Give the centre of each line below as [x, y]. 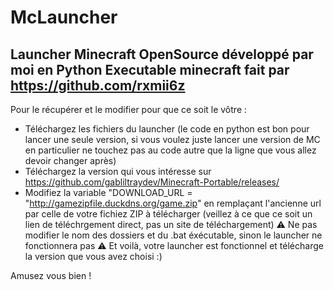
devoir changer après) [70, 160]
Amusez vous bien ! [51, 275]
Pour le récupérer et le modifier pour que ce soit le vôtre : [129, 109]
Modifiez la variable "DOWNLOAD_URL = [108, 192]
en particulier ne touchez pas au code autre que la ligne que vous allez [170, 150]
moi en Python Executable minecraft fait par [150, 69]
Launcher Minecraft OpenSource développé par [162, 54]
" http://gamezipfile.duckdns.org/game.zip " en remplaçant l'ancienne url [173, 203]
